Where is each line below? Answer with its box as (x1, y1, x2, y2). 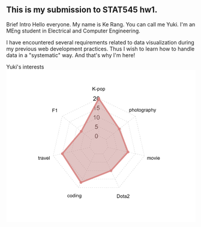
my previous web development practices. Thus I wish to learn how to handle (6, 45, 195, 52)
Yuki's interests (6, 63, 44, 70)
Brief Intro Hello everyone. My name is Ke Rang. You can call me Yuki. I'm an (6, 20, 196, 28)
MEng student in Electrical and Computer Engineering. (6, 27, 141, 34)
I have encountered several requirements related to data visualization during (6, 38, 195, 46)
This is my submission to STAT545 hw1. (6, 5, 158, 15)
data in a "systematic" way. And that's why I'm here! (6, 51, 136, 59)
